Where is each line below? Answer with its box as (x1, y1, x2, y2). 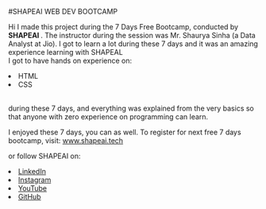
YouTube (18, 184, 48, 193)
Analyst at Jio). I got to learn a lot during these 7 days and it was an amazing (8, 39, 258, 48)
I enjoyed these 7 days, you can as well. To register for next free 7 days (8, 127, 241, 137)
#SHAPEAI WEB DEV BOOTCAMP (8, 7, 118, 16)
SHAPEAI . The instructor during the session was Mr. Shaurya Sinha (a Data (8, 31, 256, 40)
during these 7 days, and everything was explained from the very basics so (8, 103, 254, 113)
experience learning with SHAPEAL (8, 48, 123, 56)
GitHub (18, 192, 41, 201)
